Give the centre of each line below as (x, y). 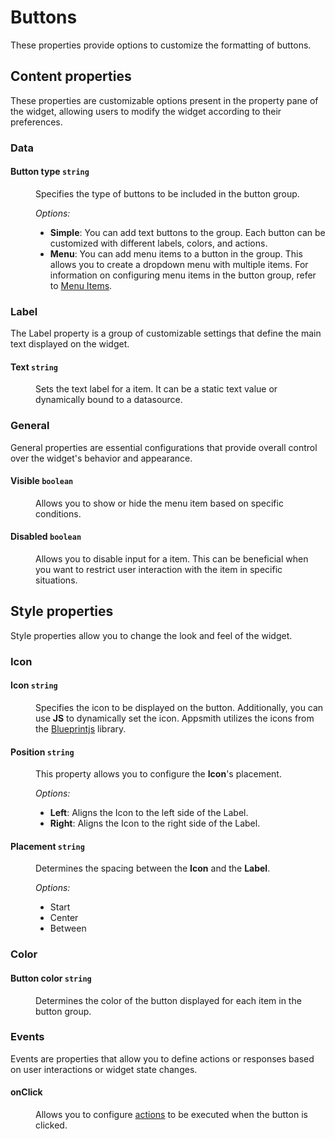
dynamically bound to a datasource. (109, 400)
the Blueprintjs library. (81, 729)
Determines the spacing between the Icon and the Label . (153, 868)
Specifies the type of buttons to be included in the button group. (167, 193)
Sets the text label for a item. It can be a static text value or (156, 389)
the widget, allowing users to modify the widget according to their (146, 111)
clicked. (51, 1125)
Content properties (71, 76)
